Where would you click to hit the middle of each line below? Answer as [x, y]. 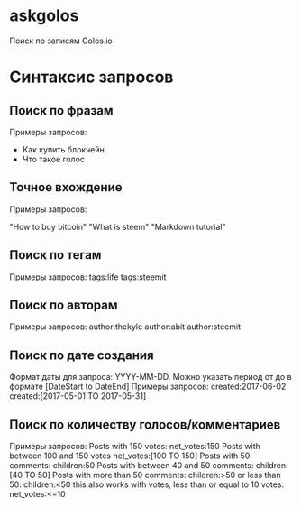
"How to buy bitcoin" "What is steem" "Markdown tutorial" [118, 226]
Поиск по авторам [64, 304]
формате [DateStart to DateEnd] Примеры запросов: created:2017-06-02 [148, 387]
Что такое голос [54, 159]
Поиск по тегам [55, 255]
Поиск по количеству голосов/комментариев [145, 424]
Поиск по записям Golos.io [61, 41]
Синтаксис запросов [91, 77]
